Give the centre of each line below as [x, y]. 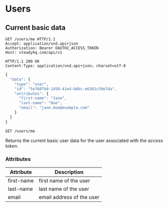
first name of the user [64, 181]
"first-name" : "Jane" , [43, 98]
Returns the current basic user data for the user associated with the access [84, 141]
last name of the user [64, 189]
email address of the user [69, 197]
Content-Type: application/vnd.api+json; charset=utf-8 [65, 66]
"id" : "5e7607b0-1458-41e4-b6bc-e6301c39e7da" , [65, 89]
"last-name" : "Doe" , [40, 103]
